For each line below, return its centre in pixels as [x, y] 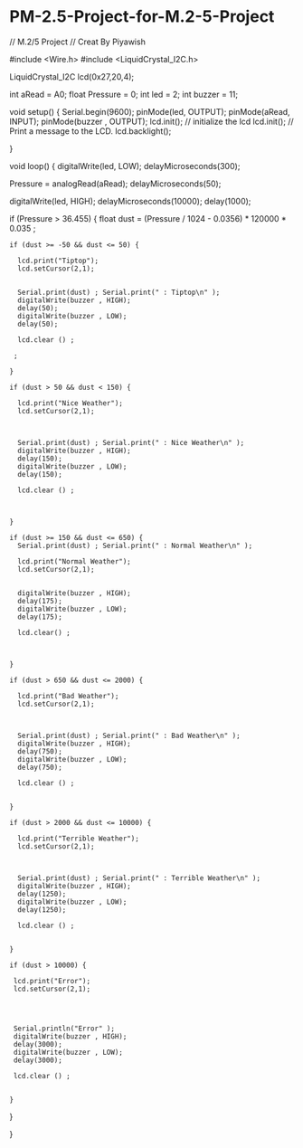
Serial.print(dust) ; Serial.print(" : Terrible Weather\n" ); [139, 878]
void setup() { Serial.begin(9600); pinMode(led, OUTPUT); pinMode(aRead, [150, 111]
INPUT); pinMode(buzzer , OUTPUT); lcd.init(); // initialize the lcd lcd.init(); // [151, 121]
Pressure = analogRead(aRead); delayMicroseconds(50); [115, 184]
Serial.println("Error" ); [64, 1029]
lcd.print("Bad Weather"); [68, 696]
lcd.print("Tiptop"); [58, 261]
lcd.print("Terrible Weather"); [79, 839]
